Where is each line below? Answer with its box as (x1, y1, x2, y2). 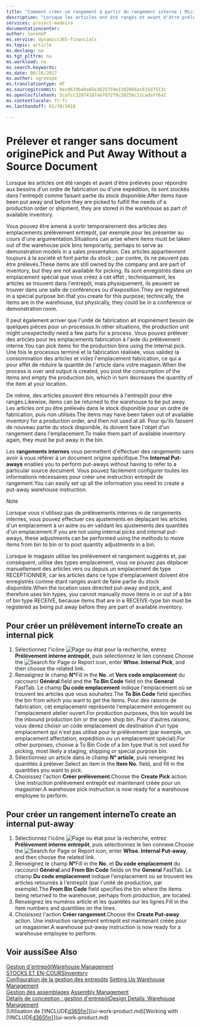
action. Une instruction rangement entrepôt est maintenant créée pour (14, 917, 187, 924)
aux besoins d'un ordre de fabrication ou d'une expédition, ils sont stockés (6, 186, 189, 193)
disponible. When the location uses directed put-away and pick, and (6, 584, 172, 592)
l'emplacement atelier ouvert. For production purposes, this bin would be (14, 710, 192, 717)
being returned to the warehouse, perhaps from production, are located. (14, 892, 192, 899)
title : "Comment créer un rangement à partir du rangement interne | (6, 8, 183, 15)
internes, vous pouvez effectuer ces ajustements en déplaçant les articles (6, 515, 187, 523)
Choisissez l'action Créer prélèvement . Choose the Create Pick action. (14, 773, 189, 780)
